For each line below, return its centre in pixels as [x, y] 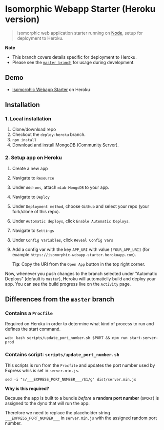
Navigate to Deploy [31, 197]
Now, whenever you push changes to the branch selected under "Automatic [81, 273]
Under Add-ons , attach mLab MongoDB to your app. [61, 187]
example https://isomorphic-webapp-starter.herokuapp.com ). [74, 254]
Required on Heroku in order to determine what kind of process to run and [80, 324]
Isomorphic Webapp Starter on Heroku [51, 90]
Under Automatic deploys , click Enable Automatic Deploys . [71, 221]
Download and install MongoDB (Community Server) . [65, 145]
